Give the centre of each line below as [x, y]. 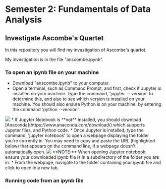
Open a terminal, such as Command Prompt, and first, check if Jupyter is [87, 88]
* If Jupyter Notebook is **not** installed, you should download [76, 120]
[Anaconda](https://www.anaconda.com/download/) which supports [75, 125]
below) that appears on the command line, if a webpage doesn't [71, 146]
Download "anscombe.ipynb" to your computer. [61, 83]
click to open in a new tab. [32, 168]
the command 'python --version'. [46, 110]
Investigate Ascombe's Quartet [55, 38]
